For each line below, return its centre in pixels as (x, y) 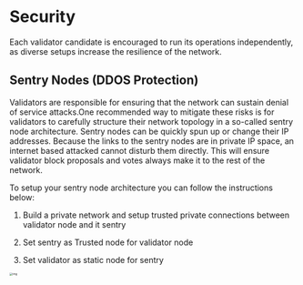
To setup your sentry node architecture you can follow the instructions (141, 188)
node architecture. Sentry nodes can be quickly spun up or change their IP (149, 131)
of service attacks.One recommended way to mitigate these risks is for (142, 112)
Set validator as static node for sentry (93, 260)
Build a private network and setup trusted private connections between (156, 215)
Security (42, 17)
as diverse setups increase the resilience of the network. (116, 51)
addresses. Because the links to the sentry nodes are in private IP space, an (151, 141)
